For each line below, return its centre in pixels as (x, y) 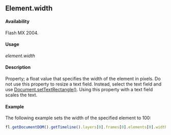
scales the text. (21, 95)
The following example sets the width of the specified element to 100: (78, 118)
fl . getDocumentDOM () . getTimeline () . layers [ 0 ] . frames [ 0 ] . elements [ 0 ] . (81, 127)
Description (18, 67)
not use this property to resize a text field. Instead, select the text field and (83, 84)
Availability (17, 21)
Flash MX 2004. (22, 33)
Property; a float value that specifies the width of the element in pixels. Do (83, 79)
